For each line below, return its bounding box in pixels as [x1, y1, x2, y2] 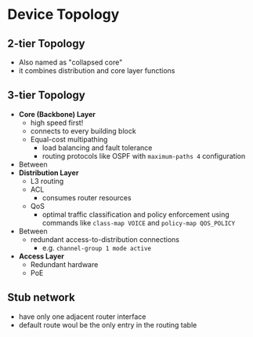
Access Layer [18, 251, 64, 261]
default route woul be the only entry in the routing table [18, 320, 197, 329]
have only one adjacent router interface [18, 312, 146, 321]
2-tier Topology [7, 37, 85, 50]
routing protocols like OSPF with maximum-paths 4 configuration [42, 151, 246, 160]
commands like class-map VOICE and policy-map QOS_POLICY [42, 218, 236, 227]
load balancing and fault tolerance [42, 143, 153, 152]
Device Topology [7, 5, 120, 24]
